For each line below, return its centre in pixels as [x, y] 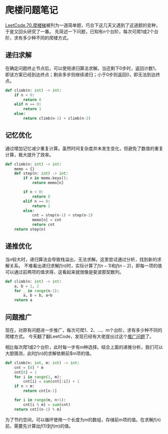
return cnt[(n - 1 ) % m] [38, 409]
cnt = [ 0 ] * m [29, 368]
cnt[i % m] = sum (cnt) [47, 405]
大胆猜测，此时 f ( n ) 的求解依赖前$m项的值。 [50, 353]
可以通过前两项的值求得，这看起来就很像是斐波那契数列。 [64, 272]
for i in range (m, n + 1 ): [40, 400]
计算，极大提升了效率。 [29, 154]
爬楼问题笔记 [32, 10]
